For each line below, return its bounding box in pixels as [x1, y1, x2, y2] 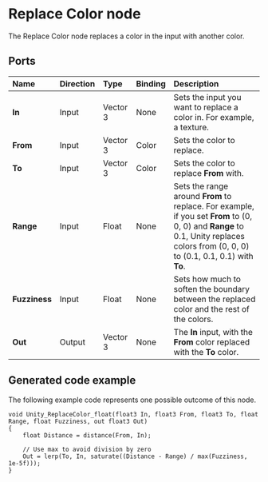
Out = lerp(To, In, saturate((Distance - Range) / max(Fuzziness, [22, 452, 248, 460]
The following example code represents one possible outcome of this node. [8, 395, 257, 404]
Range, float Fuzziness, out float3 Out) [8, 417, 148, 425]
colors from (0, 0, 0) [173, 241, 250, 252]
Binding [136, 78, 166, 89]
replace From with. [173, 167, 244, 178]
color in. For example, [173, 111, 254, 122]
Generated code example [8, 373, 136, 388]
